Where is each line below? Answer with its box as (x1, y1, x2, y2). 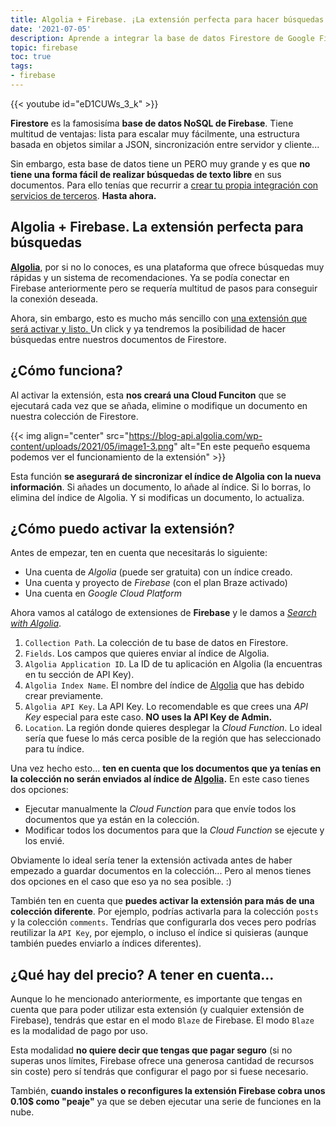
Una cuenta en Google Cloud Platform (24, 587, 183, 600)
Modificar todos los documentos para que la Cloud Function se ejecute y (24, 824, 325, 836)
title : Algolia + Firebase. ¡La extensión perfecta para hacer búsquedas (10, 14, 325, 25)
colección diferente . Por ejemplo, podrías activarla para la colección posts (10, 906, 319, 918)
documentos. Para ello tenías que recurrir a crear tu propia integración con (10, 179, 319, 191)
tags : (10, 61, 33, 71)
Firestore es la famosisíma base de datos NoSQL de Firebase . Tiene (10, 117, 294, 129)
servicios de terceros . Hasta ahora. (10, 189, 157, 201)
